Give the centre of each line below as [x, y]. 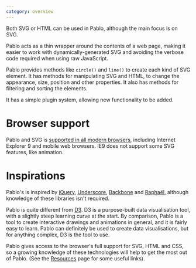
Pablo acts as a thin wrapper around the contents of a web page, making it [96, 46]
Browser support [48, 123]
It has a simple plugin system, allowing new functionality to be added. [90, 100]
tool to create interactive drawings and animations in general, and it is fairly [97, 222]
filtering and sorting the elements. [47, 88]
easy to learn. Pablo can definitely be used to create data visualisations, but [97, 228]
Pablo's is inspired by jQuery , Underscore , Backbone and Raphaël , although [97, 192]
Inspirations [36, 176]
